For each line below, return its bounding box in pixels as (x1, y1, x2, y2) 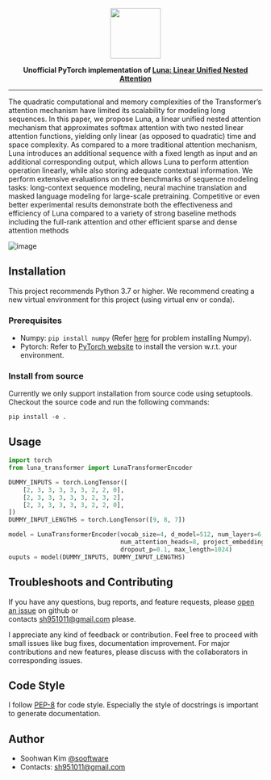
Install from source (8, 371, 84, 382)
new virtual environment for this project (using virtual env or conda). (8, 295, 236, 304)
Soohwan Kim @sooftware (19, 753, 109, 763)
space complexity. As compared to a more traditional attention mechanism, (8, 140, 258, 149)
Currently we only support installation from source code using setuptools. (8, 388, 253, 399)
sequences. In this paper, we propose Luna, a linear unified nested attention (8, 114, 261, 124)
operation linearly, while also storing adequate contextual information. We (8, 166, 253, 175)
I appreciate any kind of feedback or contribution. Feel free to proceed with (8, 630, 258, 640)
